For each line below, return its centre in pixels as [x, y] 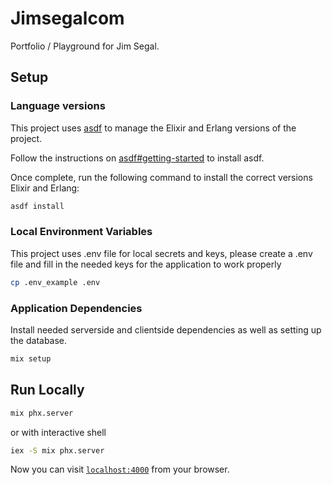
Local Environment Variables [81, 232]
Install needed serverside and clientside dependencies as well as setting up [166, 329]
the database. [39, 340]
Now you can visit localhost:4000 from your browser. [120, 469]
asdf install [37, 206]
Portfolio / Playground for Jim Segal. [85, 46]
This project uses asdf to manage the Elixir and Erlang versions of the [153, 128]
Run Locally [47, 390]
